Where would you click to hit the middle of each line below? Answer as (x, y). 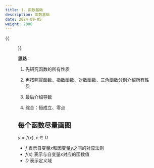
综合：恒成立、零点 (45, 108)
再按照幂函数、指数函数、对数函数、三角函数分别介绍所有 (85, 80)
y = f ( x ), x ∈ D (33, 138)
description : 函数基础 (28, 15)
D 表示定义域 (38, 161)
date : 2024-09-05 (23, 19)
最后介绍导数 (38, 97)
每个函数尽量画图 (44, 125)
